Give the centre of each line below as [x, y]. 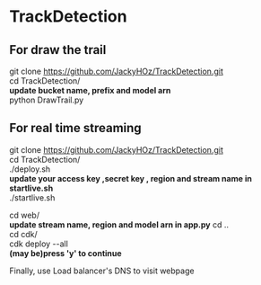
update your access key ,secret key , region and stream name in [131, 178]
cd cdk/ [23, 234]
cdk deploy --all [39, 244]
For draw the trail [58, 50]
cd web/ [25, 215]
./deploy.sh [30, 169]
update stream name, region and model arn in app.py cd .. [119, 224]
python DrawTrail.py [47, 100]
